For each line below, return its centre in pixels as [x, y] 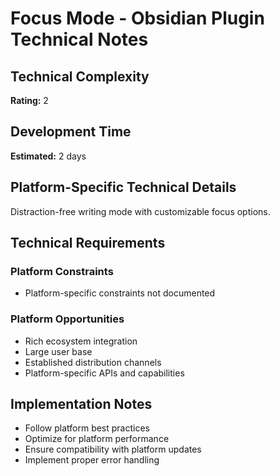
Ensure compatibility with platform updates [113, 449]
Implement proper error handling [92, 460]
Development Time [71, 132]
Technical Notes [79, 39]
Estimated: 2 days [48, 156]
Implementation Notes [81, 404]
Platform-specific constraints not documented [120, 293]
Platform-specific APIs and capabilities [104, 373]
